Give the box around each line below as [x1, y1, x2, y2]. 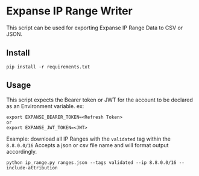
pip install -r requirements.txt [6, 64, 90, 70]
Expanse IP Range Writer [6, 4, 133, 18]
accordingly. [6, 148, 37, 155]
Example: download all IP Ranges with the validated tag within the [6, 135, 171, 142]
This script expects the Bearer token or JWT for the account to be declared [6, 96, 193, 103]
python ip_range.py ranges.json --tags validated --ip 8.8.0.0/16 [6, 159, 177, 166]
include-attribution [6, 165, 58, 171]
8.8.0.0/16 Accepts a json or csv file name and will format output [6, 141, 169, 148]
